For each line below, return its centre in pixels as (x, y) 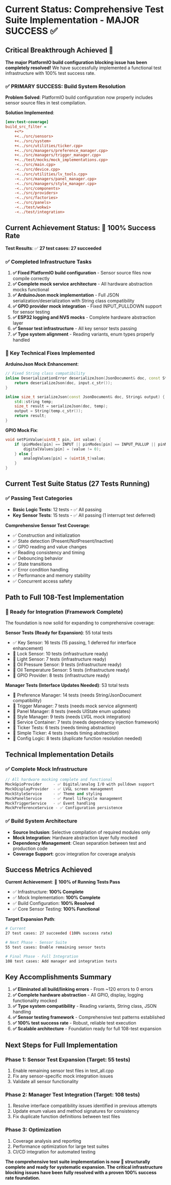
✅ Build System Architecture (41, 821)
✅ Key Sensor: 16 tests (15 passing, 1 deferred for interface (74, 643)
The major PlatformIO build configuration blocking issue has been (76, 62)
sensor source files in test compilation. (46, 103)
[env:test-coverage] (27, 122)
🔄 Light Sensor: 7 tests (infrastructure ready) (60, 659)
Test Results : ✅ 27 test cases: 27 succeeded (53, 248)
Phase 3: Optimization (33, 1130)
